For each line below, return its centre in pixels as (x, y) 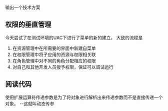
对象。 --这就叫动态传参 (30, 103)
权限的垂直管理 (28, 25)
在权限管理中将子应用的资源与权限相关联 (54, 54)
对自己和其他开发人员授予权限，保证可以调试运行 (63, 67)
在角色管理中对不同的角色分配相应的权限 (54, 60)
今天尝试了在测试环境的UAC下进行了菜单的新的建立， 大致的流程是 (74, 37)
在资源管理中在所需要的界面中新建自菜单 (54, 48)
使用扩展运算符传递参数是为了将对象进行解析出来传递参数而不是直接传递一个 (84, 97)
